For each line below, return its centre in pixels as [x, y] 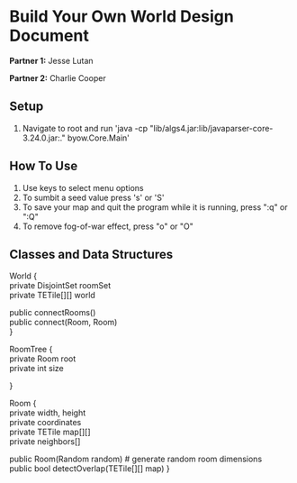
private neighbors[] [45, 442]
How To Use [44, 166]
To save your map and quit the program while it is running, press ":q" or [155, 207]
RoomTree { [31, 350]
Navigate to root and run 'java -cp [85, 128]
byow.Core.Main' [99, 138]
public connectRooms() [53, 313]
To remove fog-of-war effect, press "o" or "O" [108, 226]
